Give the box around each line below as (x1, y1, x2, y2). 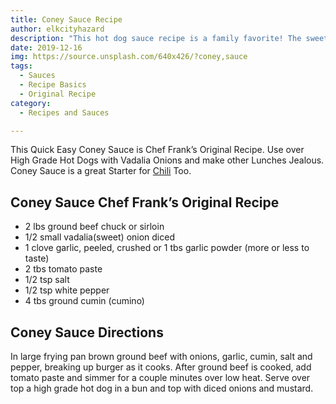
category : (10, 98, 52, 108)
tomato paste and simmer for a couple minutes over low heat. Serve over (10, 372, 311, 383)
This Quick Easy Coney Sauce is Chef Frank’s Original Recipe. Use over (10, 144, 305, 156)
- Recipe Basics (19, 80, 87, 90)
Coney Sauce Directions (10, 324, 164, 341)
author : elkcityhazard (10, 24, 105, 34)
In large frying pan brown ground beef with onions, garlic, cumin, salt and (10, 351, 313, 362)
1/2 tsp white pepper (24, 284, 110, 296)
